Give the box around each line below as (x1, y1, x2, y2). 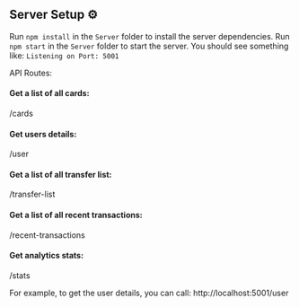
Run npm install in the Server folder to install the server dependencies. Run (9, 31, 290, 41)
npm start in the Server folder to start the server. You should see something (9, 40, 289, 51)
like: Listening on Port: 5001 (9, 49, 119, 61)
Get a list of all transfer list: (9, 169, 112, 180)
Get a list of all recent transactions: (9, 210, 143, 221)
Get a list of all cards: (9, 88, 90, 99)
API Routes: (9, 67, 52, 78)
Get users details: (9, 128, 77, 139)
